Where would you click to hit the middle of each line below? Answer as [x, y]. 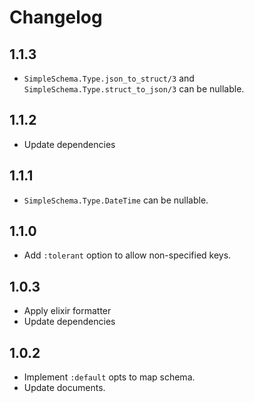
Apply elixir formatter [67, 311]
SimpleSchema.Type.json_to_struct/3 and [109, 78]
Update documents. [64, 388]
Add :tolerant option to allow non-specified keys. [127, 255]
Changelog [56, 17]
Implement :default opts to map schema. [109, 377]
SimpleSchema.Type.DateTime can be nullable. [116, 200]
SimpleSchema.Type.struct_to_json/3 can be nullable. [134, 89]
